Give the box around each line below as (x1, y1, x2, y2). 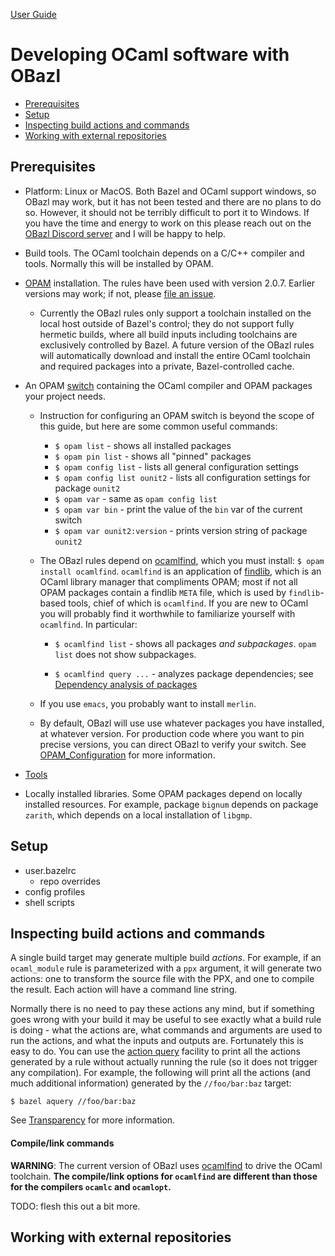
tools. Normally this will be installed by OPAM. (24, 257, 214, 269)
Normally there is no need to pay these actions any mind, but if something (10, 1003, 315, 1015)
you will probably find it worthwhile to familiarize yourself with (39, 607, 296, 619)
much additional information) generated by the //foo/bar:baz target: (10, 1077, 292, 1089)
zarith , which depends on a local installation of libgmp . (24, 809, 253, 821)
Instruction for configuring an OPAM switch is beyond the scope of (39, 409, 315, 421)
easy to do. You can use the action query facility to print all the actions (10, 1045, 301, 1058)
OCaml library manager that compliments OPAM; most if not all (39, 575, 298, 588)
